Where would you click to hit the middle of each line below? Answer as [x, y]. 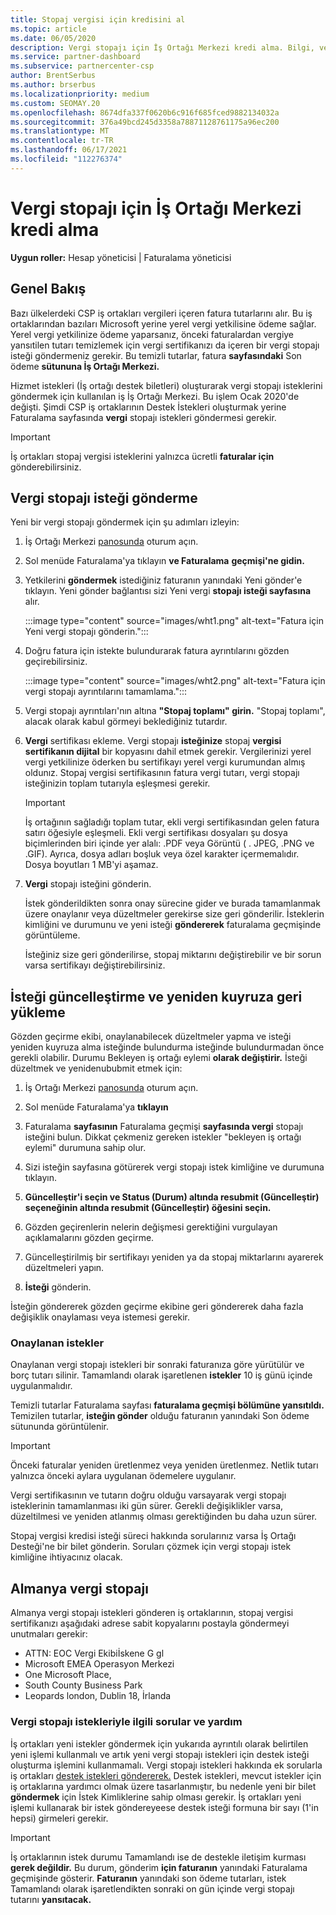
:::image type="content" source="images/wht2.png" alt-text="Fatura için [175, 681]
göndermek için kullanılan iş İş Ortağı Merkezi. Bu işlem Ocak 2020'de [155, 396]
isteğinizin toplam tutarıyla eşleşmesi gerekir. [117, 783]
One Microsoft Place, [68, 1675]
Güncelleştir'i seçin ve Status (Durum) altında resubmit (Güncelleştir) [172, 1197]
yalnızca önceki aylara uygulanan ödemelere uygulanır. [123, 1476]
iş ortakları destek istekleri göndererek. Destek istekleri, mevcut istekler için [166, 1775]
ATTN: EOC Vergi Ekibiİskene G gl [94, 1653]
